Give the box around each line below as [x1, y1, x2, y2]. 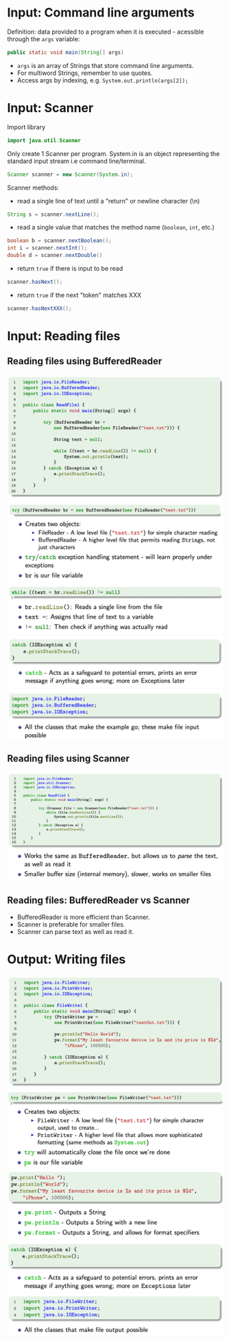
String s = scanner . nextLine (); [7, 211, 99, 218]
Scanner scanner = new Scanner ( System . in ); [7, 170, 134, 178]
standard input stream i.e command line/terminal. [7, 157, 146, 165]
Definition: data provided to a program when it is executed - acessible [7, 27, 204, 36]
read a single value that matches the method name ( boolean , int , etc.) [16, 223, 215, 232]
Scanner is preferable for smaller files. [16, 920, 125, 929]
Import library [7, 122, 46, 131]
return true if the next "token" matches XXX [16, 291, 142, 299]
